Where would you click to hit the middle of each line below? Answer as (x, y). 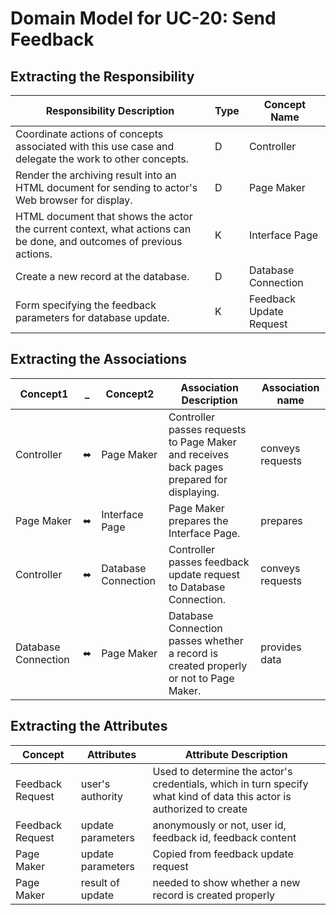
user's (95, 784)
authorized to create (200, 809)
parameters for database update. (92, 317)
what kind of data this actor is (222, 796)
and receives (199, 454)
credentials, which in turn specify (230, 784)
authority (102, 796)
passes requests (207, 429)
